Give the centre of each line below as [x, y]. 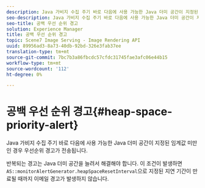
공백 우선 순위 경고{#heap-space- [89, 112]
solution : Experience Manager [45, 29]
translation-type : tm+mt [38, 52]
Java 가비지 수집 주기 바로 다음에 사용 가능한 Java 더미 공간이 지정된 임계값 [96, 143]
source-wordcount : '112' [38, 69]
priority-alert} [42, 125]
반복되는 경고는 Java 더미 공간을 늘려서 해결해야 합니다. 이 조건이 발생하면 [95, 164]
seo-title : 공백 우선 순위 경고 [42, 23]
